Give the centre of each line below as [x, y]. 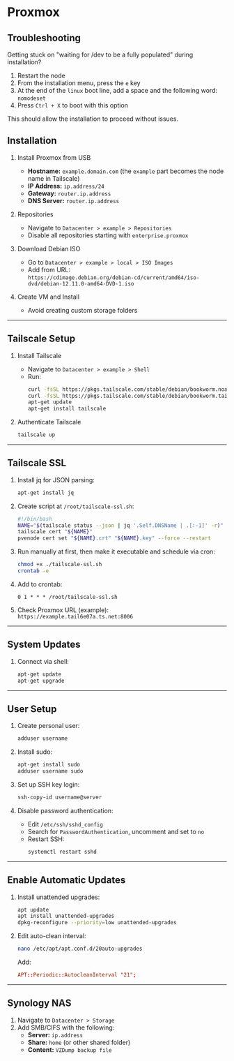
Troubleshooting [44, 38]
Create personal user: [48, 726]
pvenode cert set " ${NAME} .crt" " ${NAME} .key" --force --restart [114, 538]
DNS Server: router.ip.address [73, 200]
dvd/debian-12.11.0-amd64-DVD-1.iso [81, 283]
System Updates [44, 645]
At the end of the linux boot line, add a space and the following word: [117, 90]
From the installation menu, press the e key [79, 83]
